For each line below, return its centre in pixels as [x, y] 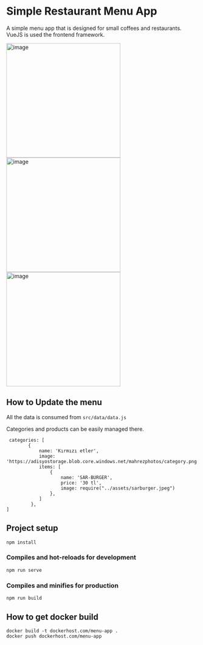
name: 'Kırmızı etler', [69, 451]
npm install [21, 542]
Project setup [33, 528]
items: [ [50, 467]
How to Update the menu [54, 402]
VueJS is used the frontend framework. [56, 34]
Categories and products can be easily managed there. [75, 429]
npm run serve [24, 570]
